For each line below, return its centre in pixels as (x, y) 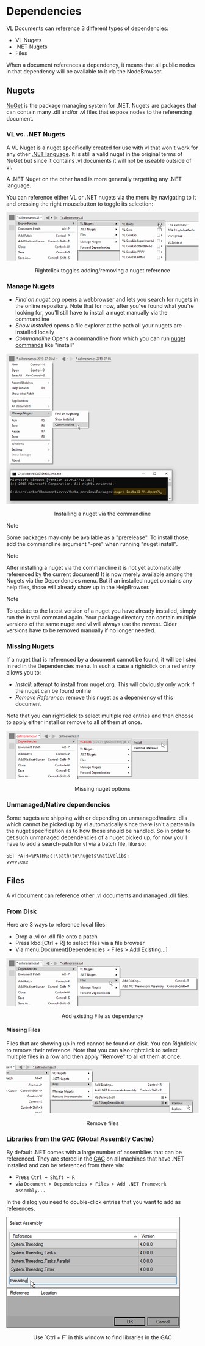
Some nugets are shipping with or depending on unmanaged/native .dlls (97, 818)
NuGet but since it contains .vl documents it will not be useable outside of (99, 161)
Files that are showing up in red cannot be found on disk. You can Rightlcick (102, 1043)
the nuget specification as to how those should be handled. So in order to (99, 831)
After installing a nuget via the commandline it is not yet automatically (94, 567)
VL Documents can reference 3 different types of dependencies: (88, 28)
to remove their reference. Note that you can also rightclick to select (92, 1050)
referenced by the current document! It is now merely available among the (99, 574)
